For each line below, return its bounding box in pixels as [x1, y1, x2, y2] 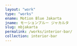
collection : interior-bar [5, 34, 57, 39]
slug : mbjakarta [5, 25, 38, 30]
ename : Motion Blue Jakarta [5, 16, 62, 21]
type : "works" [5, 11, 34, 16]
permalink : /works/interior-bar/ [5, 29, 73, 34]
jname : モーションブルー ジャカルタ [5, 20, 69, 25]
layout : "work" [5, 7, 36, 12]
